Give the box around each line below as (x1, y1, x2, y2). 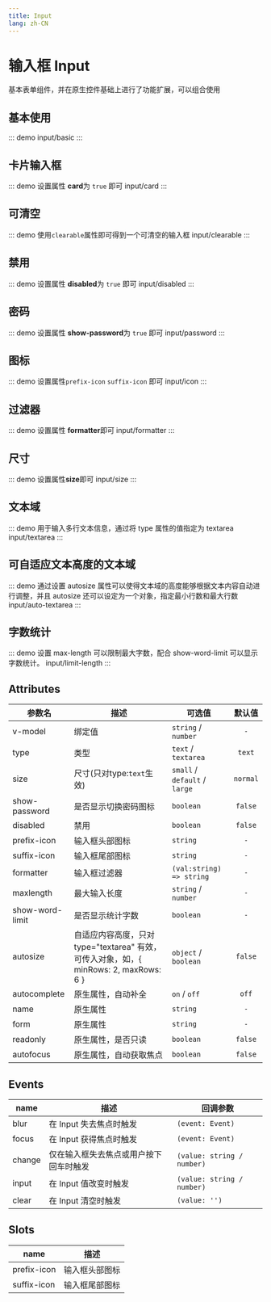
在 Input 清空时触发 (48, 1195, 122, 1206)
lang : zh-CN (8, 19, 48, 27)
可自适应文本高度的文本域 (8, 558, 135, 572)
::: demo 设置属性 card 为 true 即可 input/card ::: (8, 181, 168, 191)
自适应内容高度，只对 (73, 930, 156, 941)
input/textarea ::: (8, 532, 64, 542)
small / (172, 764, 198, 775)
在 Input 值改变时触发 (48, 1178, 130, 1189)
